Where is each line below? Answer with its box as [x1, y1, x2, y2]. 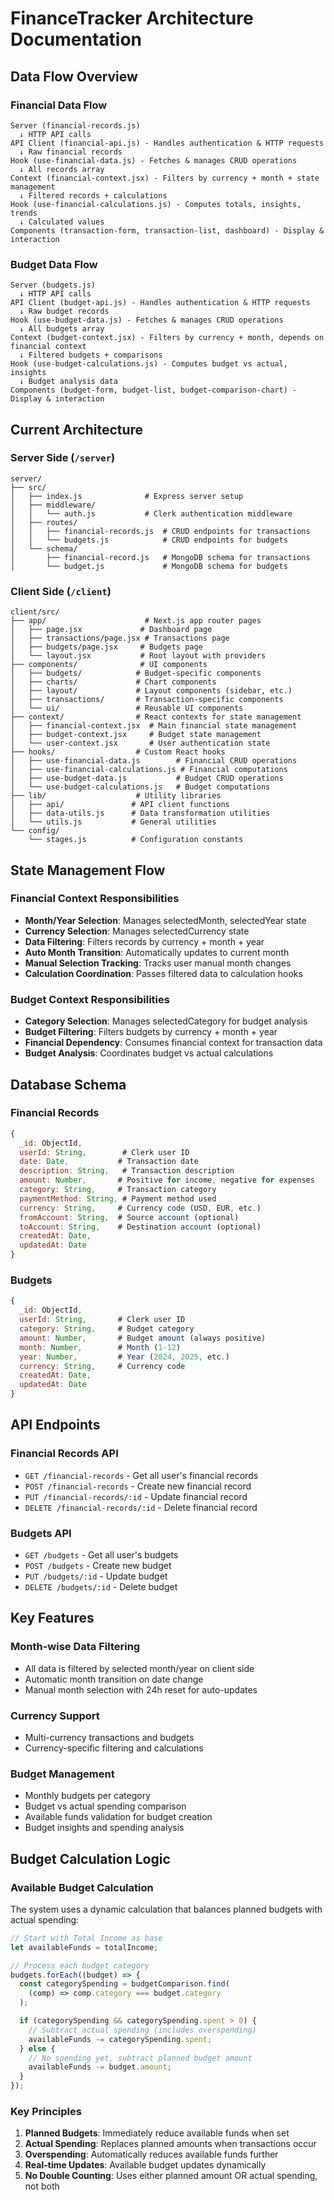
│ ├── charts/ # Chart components [10, 677, 217, 687]
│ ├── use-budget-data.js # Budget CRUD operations [10, 773, 284, 784]
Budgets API [10, 1526, 72, 1540]
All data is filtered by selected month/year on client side [24, 1662, 255, 1674]
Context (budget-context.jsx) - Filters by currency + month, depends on [10, 333, 325, 343]
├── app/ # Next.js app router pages [10, 616, 262, 626]
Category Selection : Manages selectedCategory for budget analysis [24, 1015, 308, 1027]
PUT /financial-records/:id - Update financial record [24, 1490, 248, 1502]
